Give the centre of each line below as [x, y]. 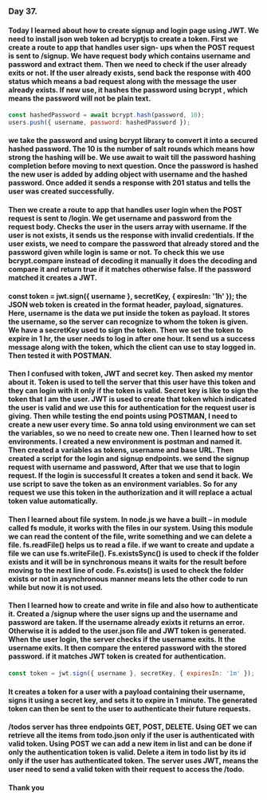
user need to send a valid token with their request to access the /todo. [126, 770]
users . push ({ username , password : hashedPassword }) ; [100, 122]
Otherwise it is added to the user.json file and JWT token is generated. [127, 631]
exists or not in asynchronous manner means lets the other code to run [128, 579]
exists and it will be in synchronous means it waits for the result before [128, 562]
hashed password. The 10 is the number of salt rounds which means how [132, 149]
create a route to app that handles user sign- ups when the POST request [132, 47]
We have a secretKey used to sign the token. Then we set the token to [126, 330]
